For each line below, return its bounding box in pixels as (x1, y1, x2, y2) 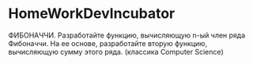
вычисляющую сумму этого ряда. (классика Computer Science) (8, 47, 224, 56)
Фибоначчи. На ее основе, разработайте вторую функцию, (8, 38, 208, 48)
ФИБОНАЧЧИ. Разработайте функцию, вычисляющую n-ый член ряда (8, 30, 246, 40)
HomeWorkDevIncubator (8, 5, 176, 23)
